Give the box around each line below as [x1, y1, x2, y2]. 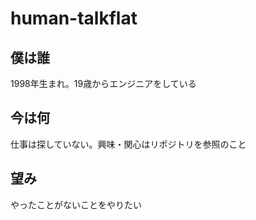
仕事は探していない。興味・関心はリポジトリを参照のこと [10, 138, 247, 150]
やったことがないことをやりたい [10, 198, 142, 211]
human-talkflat [10, 7, 138, 30]
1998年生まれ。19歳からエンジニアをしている [10, 78, 197, 89]
